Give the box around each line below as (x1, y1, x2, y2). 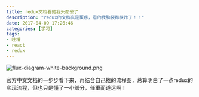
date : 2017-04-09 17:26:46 (6, 20, 74, 26)
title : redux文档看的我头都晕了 (6, 8, 79, 15)
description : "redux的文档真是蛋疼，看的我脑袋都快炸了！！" (6, 14, 145, 20)
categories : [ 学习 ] (6, 25, 53, 32)
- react (6, 43, 26, 48)
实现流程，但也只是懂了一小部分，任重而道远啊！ (6, 84, 127, 91)
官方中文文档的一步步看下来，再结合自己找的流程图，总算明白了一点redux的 (6, 76, 193, 84)
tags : (6, 31, 20, 37)
